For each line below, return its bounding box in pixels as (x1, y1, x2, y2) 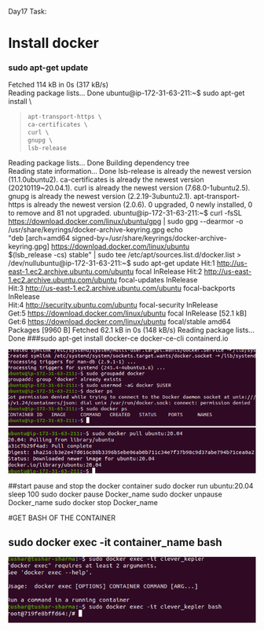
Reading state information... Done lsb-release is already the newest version (8, 167, 251, 176)
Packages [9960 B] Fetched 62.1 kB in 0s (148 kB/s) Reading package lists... (8, 326, 255, 335)
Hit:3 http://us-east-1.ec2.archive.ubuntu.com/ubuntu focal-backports (8, 283, 236, 293)
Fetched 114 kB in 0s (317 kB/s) (8, 80, 108, 90)
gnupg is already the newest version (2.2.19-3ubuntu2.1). (8, 192, 192, 201)
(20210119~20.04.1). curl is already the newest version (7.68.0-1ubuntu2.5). (8, 183, 251, 193)
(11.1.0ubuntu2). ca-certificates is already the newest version (8, 175, 204, 184)
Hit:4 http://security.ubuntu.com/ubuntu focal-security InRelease (8, 301, 218, 310)
